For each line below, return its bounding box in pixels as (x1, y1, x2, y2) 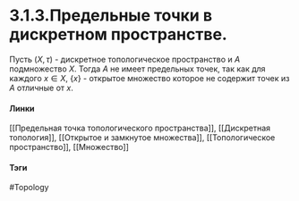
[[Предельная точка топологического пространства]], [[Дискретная (9, 122, 271, 134)
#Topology (9, 182, 49, 193)
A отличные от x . (9, 82, 73, 93)
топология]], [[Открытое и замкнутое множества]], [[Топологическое (9, 132, 276, 143)
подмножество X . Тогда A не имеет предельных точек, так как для (9, 63, 266, 74)
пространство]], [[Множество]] (9, 142, 130, 153)
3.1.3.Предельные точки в (9, 5, 213, 26)
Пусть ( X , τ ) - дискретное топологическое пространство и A (9, 54, 241, 64)
